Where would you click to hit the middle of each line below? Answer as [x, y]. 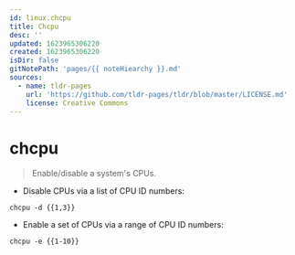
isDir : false [34, 60]
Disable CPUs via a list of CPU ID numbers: [104, 191]
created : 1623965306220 [55, 52]
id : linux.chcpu [40, 18]
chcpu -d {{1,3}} [42, 208]
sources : [26, 78]
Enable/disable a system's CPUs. [94, 174]
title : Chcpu [34, 27]
